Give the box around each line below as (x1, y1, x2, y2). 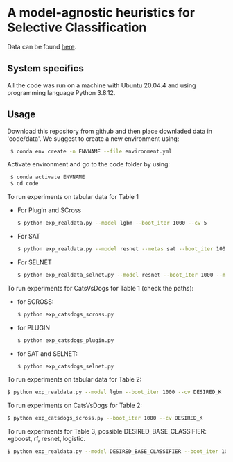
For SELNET (17, 258, 52, 266)
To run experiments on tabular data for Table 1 (7, 193, 139, 201)
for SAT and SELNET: (17, 349, 78, 358)
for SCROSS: (17, 297, 54, 306)
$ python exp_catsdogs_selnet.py (17, 363, 114, 370)
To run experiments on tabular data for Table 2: (7, 375, 142, 384)
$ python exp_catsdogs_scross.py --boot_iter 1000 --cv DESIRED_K (7, 415, 203, 422)
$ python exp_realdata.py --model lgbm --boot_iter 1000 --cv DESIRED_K (7, 388, 222, 396)
